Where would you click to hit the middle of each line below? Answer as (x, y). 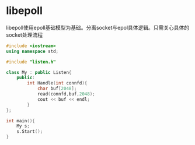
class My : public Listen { (39, 72)
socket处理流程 (24, 35)
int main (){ (20, 121)
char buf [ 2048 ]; (57, 89)
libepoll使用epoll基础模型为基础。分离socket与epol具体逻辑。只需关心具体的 (98, 27)
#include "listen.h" (31, 62)
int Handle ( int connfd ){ (57, 83)
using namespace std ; (32, 51)
